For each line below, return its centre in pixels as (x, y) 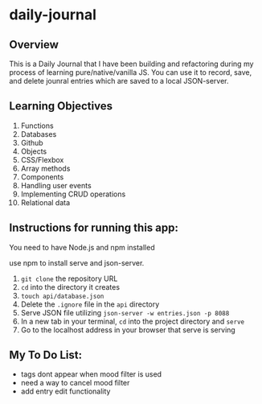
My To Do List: (46, 355)
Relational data (45, 202)
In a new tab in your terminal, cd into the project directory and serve (132, 321)
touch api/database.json (62, 296)
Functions (37, 126)
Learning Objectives (61, 106)
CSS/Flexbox (42, 159)
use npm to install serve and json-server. (77, 262)
